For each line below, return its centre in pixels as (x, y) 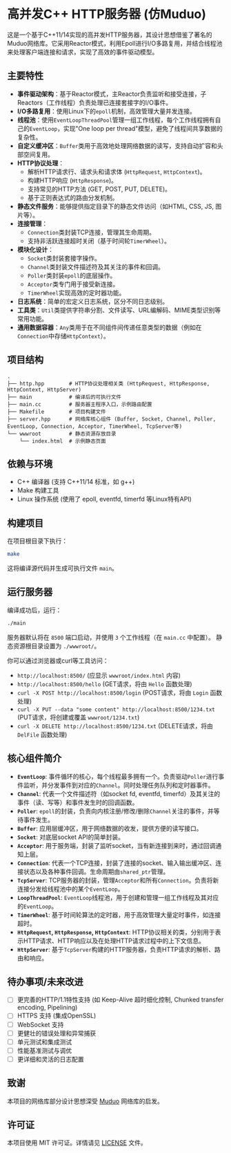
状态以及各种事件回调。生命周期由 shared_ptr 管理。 (96, 871)
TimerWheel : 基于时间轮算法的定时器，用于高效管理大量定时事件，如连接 (119, 914)
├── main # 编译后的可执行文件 (64, 397)
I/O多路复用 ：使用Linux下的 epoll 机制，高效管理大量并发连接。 (107, 111)
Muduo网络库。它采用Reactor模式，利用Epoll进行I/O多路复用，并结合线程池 (115, 43)
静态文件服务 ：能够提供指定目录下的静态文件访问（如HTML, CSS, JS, (115, 206)
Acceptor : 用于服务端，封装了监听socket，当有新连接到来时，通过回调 (116, 845)
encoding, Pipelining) (47, 1008)
